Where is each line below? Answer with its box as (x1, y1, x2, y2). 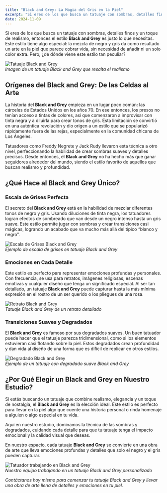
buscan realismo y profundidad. (5, 164, 71, 170)
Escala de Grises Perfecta (5, 194, 69, 201)
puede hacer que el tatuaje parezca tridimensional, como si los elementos (5, 335, 157, 341)
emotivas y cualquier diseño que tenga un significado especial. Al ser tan (5, 281, 155, 287)
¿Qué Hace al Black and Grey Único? (5, 179, 120, 187)
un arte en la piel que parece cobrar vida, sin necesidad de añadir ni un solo (5, 46, 161, 52)
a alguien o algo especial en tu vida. (5, 412, 79, 418)
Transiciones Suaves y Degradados (5, 319, 93, 326)
